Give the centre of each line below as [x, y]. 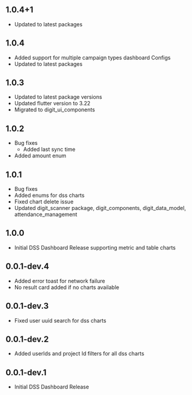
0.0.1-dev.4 [27, 267]
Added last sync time [49, 150]
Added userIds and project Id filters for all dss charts [79, 354]
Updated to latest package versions [58, 97]
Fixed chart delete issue [44, 202]
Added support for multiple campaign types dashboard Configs [92, 57]
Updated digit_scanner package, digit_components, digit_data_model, [100, 208]
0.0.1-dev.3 [27, 306]
